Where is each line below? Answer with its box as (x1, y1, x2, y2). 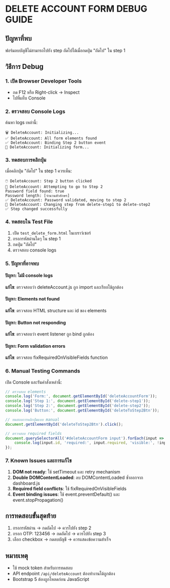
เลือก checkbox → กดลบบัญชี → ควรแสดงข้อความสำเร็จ (12, 536, 111, 542)
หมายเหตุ (5, 551, 28, 560)
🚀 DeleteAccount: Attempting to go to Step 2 (5, 185, 103, 190)
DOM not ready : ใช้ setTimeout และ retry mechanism (12, 468, 120, 474)
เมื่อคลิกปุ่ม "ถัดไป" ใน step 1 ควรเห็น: (5, 168, 72, 174)
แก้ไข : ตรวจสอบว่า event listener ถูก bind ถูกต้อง (5, 331, 95, 337)
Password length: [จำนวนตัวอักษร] (5, 193, 70, 198)
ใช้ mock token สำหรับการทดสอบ (12, 565, 73, 571)
